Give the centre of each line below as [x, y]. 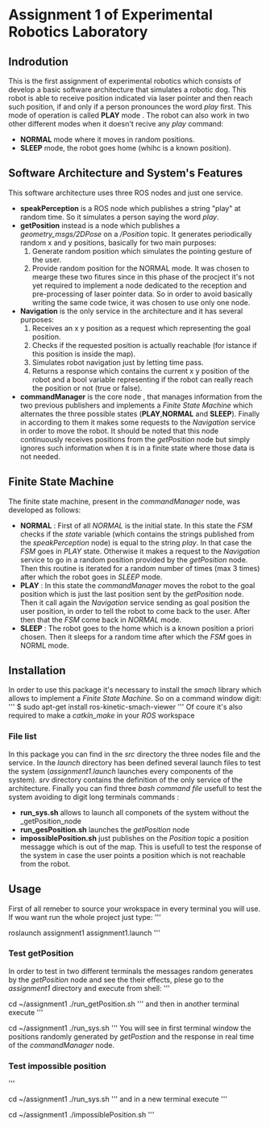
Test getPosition [41, 954]
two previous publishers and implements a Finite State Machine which [137, 405]
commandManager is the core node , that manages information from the [141, 396]
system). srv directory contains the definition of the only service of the [126, 780]
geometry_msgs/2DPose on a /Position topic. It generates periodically [136, 234]
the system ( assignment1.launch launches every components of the [121, 771]
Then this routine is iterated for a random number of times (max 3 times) [140, 568]
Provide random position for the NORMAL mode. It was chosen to [141, 268]
